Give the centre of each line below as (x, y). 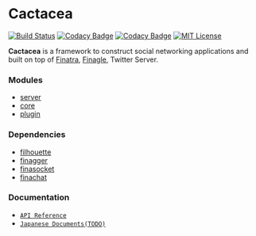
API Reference (43, 215)
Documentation (39, 197)
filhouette (35, 152)
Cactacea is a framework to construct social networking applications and (128, 51)
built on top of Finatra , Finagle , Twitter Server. (83, 59)
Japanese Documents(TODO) (62, 224)
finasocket (37, 169)
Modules (26, 80)
